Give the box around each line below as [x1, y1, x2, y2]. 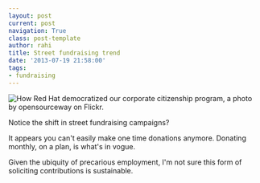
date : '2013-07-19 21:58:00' [8, 57, 106, 65]
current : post [8, 19, 56, 27]
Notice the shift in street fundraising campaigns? [8, 117, 170, 127]
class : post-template [8, 34, 81, 43]
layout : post [8, 11, 52, 20]
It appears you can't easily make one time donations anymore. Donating [8, 133, 247, 143]
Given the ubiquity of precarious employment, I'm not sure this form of [8, 157, 242, 167]
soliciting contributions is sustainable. [8, 165, 134, 175]
